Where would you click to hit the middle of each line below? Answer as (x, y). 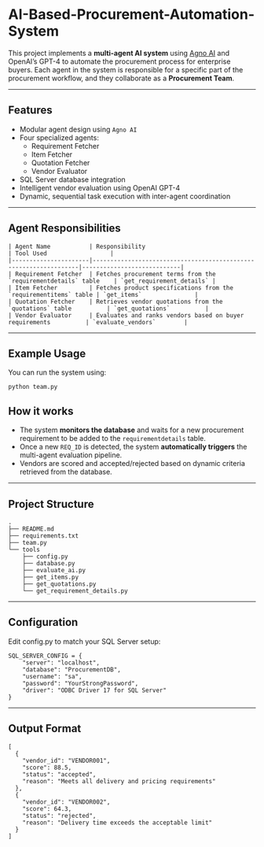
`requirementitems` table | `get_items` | (103, 294)
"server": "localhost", (61, 663)
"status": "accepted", (59, 774)
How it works (41, 411)
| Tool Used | (61, 253)
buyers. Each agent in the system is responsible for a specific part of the (126, 69)
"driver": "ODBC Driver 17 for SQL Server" (95, 690)
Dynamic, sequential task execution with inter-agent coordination (125, 196)
